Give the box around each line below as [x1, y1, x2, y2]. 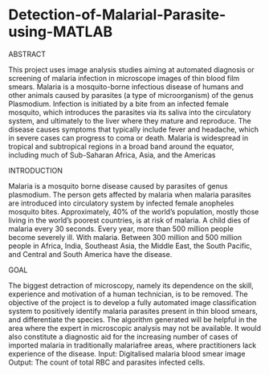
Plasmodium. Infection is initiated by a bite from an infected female [8, 99, 229, 108]
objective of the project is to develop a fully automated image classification [8, 297, 257, 307]
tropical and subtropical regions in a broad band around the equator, [8, 141, 234, 151]
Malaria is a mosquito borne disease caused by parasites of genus [8, 181, 228, 190]
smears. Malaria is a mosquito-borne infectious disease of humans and [8, 82, 243, 92]
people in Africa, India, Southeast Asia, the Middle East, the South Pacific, [8, 241, 253, 251]
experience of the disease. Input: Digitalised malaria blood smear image [8, 349, 246, 358]
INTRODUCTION [8, 165, 63, 175]
